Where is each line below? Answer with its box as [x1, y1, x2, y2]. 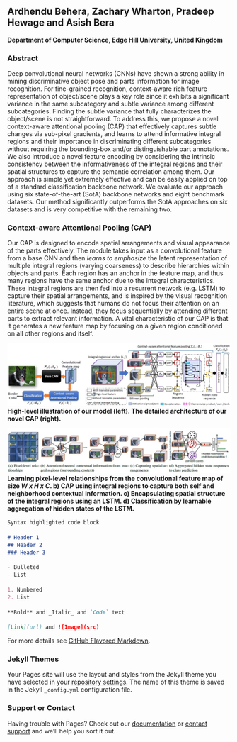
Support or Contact [7, 703, 76, 713]
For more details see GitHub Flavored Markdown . [7, 636, 151, 645]
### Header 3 [7, 549, 46, 556]
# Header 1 [7, 533, 40, 541]
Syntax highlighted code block [7, 519, 100, 526]
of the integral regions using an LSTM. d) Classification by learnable [7, 497, 212, 506]
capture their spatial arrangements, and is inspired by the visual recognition [7, 292, 228, 300]
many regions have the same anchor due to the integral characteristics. [7, 277, 215, 285]
